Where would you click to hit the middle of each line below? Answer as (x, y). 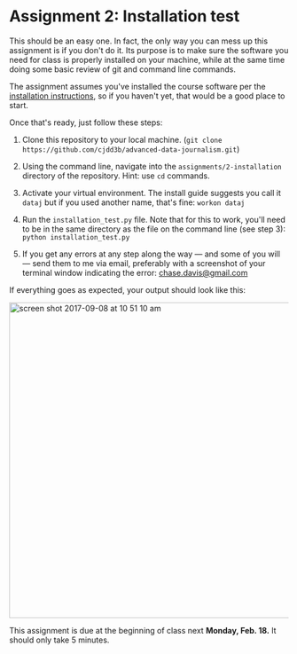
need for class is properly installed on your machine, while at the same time (147, 59)
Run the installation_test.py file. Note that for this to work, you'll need (154, 219)
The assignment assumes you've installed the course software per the (137, 86)
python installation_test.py (76, 237)
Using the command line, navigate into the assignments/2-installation (152, 166)
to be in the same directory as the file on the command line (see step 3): (154, 229)
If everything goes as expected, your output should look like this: (128, 289)
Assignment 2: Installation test (125, 16)
